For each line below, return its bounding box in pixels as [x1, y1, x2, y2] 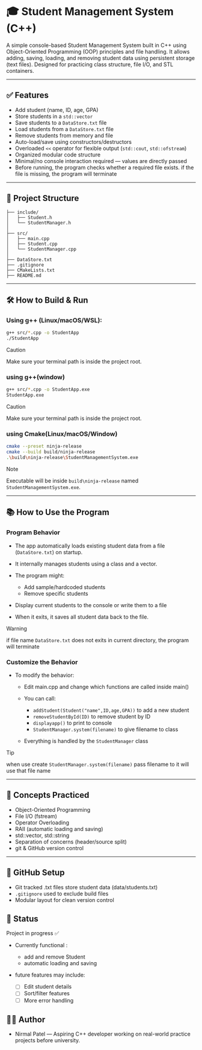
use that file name [6, 767, 51, 774]
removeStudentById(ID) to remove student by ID [32, 712, 151, 720]
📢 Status [6, 913, 39, 924]
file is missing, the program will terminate [14, 170, 117, 178]
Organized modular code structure [14, 151, 101, 158]
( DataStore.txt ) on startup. [14, 548, 83, 555]
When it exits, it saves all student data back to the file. [14, 613, 149, 620]
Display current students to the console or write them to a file [14, 601, 167, 608]
